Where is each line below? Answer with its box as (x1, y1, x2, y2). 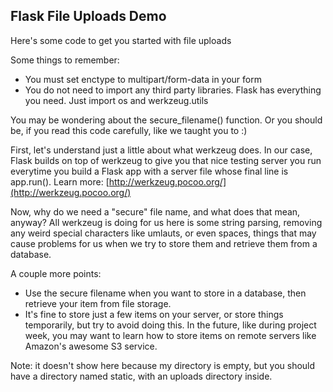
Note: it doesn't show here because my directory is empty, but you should (10, 359, 316, 371)
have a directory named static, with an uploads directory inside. (10, 370, 273, 382)
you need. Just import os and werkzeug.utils (24, 94, 209, 106)
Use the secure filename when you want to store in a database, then (24, 287, 307, 299)
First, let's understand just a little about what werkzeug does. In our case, (10, 144, 313, 156)
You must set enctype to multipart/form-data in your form (24, 73, 262, 85)
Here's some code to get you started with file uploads (10, 34, 232, 46)
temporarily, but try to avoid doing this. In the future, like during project (24, 319, 317, 331)
